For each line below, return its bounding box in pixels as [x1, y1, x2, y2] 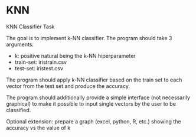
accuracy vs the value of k [6, 124, 71, 131]
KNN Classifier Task [6, 23, 55, 30]
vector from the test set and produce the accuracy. [6, 82, 130, 89]
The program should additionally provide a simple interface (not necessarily [6, 94, 191, 101]
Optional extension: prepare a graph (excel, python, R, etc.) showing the [6, 118, 181, 125]
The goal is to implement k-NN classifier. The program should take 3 [6, 34, 172, 41]
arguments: [6, 41, 34, 48]
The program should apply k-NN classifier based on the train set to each [6, 76, 182, 83]
